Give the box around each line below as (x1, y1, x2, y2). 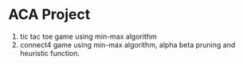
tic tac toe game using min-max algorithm (19, 32, 157, 41)
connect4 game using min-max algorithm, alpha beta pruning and (19, 40, 236, 49)
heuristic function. (19, 48, 80, 58)
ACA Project (8, 6, 91, 24)
